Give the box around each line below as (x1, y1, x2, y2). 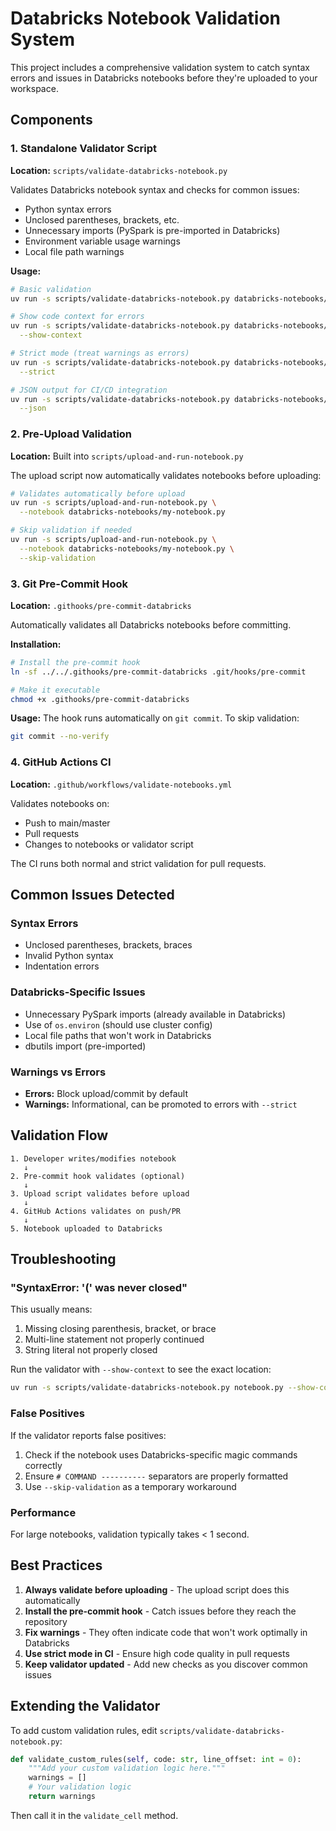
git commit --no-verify (10, 732, 110, 742)
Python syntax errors (24, 203, 112, 215)
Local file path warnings (24, 245, 125, 257)
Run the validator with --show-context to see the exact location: (10, 1363, 272, 1376)
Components (10, 112, 93, 129)
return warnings (28, 1792, 97, 1802)
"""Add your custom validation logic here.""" (28, 1763, 226, 1774)
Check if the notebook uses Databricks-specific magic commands (24, 1448, 298, 1461)
